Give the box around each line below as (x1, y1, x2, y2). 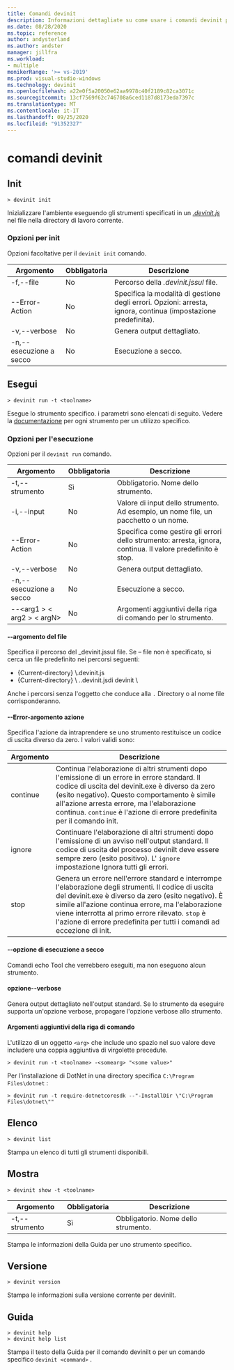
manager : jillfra (7, 49, 58, 56)
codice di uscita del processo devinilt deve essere (55, 845, 219, 855)
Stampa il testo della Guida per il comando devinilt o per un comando (7, 1348, 205, 1356)
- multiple (7, 62, 39, 69)
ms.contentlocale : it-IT (7, 107, 79, 114)
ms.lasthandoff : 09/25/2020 (7, 113, 89, 120)
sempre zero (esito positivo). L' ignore (55, 853, 180, 863)
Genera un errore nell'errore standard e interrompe (55, 874, 222, 883)
